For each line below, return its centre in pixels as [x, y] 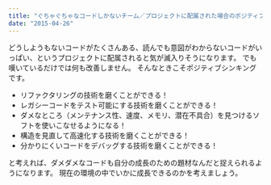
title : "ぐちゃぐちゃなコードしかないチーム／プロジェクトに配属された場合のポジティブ [137, 16]
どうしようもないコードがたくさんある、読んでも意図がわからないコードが [132, 47]
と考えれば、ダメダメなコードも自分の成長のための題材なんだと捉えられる [132, 162]
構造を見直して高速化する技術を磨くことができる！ [105, 135]
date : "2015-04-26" [41, 23]
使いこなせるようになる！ [84, 125]
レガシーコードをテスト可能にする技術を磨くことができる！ [119, 105]
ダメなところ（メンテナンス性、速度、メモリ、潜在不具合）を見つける [136, 115]
